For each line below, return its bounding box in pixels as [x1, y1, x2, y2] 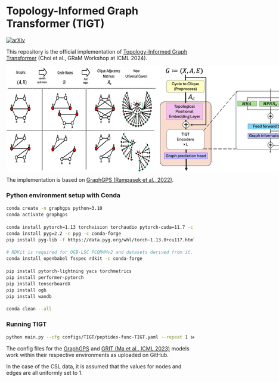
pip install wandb [6, 293, 52, 299]
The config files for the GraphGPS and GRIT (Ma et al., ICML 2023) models [6, 345, 190, 352]
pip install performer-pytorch [6, 274, 84, 281]
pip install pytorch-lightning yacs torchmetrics [6, 268, 132, 275]
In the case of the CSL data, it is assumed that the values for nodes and [6, 363, 182, 370]
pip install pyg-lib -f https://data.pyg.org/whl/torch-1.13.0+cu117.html [6, 237, 196, 243]
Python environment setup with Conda [6, 191, 120, 199]
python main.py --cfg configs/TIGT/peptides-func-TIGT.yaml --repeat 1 [6, 334, 188, 340]
